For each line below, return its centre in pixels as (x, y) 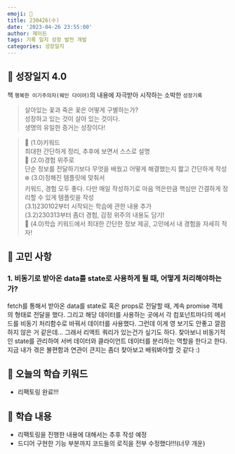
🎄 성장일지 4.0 (37, 77)
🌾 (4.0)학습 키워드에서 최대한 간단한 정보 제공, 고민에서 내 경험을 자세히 (122, 223)
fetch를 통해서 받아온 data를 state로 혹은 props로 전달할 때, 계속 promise (109, 306)
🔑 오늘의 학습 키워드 (48, 374)
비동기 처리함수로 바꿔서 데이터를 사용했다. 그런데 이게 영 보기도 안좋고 (116, 323)
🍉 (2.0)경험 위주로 (49, 160)
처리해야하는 (202, 278)
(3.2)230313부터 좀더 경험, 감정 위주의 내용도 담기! (94, 214)
